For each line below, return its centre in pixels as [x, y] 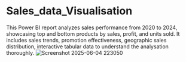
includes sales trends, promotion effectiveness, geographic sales [86, 40]
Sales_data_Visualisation [69, 11]
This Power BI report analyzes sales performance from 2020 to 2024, [92, 27]
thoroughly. [20, 52]
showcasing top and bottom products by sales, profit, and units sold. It [93, 33]
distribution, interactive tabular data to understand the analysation [88, 46]
